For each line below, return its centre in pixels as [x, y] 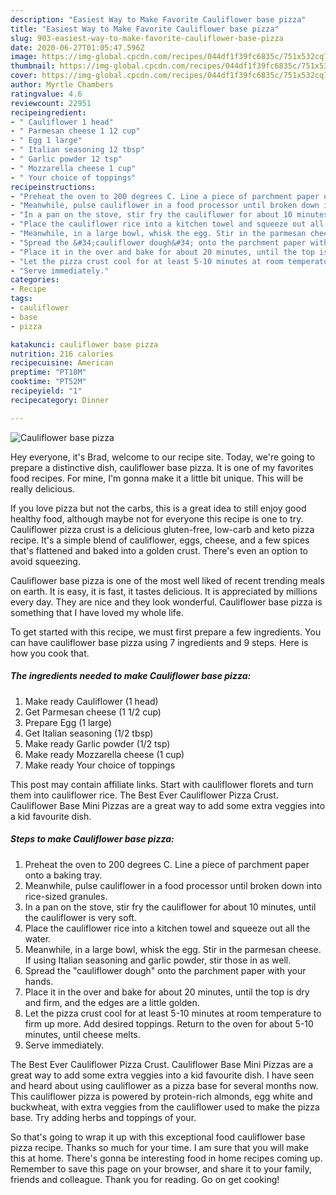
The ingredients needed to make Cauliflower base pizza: [131, 676]
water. [38, 938]
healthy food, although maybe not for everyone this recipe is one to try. [157, 518]
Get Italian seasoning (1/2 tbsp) [89, 733]
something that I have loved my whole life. [97, 612]
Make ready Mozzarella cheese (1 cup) [104, 754]
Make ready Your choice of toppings [100, 765]
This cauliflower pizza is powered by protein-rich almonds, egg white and [161, 1096]
